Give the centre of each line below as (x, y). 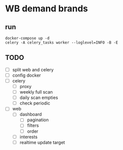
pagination (38, 120)
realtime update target (42, 142)
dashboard (31, 114)
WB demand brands (46, 9)
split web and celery (33, 69)
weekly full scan (36, 92)
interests (29, 137)
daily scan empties (39, 98)
